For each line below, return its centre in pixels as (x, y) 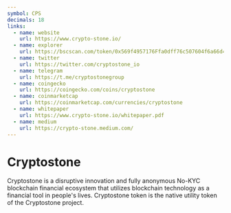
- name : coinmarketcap (46, 97)
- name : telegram (38, 71)
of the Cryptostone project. (46, 203)
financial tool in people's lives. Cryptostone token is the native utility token (112, 195)
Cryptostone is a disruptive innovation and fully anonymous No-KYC (104, 181)
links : (16, 26)
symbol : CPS (24, 13)
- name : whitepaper (41, 109)
